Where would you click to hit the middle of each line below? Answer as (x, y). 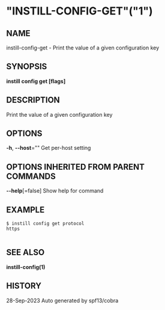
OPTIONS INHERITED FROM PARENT (76, 167)
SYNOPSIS (27, 67)
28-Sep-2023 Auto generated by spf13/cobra (62, 300)
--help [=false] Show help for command (55, 191)
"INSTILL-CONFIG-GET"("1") (79, 11)
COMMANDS (31, 176)
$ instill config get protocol (45, 224)
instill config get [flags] (36, 81)
